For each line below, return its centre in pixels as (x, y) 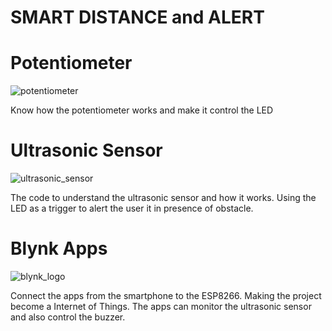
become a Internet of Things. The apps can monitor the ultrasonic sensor (161, 306)
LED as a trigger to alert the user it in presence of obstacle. (132, 208)
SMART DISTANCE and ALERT (137, 17)
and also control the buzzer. (68, 317)
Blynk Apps (59, 248)
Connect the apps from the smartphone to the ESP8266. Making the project (166, 295)
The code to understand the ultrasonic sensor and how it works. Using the (163, 198)
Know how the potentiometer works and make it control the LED (142, 110)
